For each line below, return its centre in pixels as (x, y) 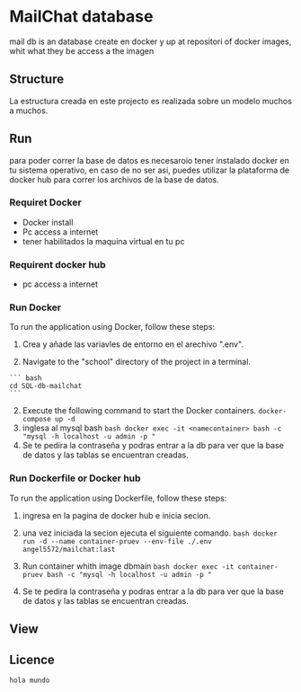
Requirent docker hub (58, 264)
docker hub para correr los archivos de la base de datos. (114, 179)
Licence (32, 659)
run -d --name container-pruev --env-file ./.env (117, 541)
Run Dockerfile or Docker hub (75, 478)
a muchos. (29, 111)
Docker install (48, 222)
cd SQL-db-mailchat (46, 386)
